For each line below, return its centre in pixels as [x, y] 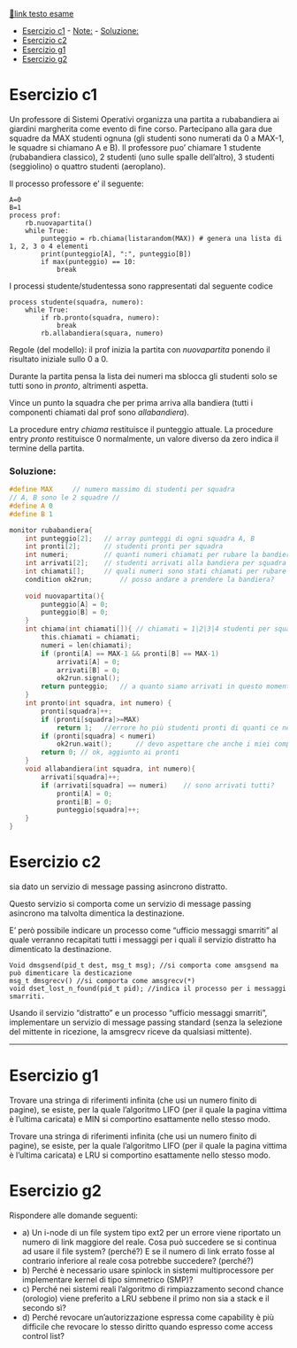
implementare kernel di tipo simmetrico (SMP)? [107, 1279]
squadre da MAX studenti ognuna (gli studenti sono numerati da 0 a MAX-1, [147, 138]
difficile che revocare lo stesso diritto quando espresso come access [148, 1326]
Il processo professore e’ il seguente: [76, 183]
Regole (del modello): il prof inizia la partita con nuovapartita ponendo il [140, 349]
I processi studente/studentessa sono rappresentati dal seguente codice [141, 286]
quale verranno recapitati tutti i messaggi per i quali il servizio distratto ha [143, 940]
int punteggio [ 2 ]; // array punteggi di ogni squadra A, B [140, 538]
